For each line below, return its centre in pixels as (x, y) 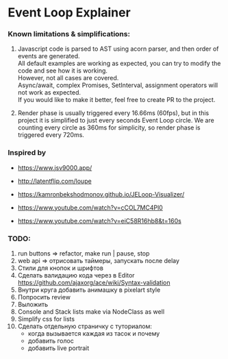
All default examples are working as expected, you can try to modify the (119, 64)
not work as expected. (49, 92)
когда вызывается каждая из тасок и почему (94, 334)
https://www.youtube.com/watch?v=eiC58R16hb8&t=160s (100, 221)
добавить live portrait (59, 348)
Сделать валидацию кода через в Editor (76, 275)
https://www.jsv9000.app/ (55, 168)
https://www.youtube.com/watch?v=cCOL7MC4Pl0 (90, 208)
